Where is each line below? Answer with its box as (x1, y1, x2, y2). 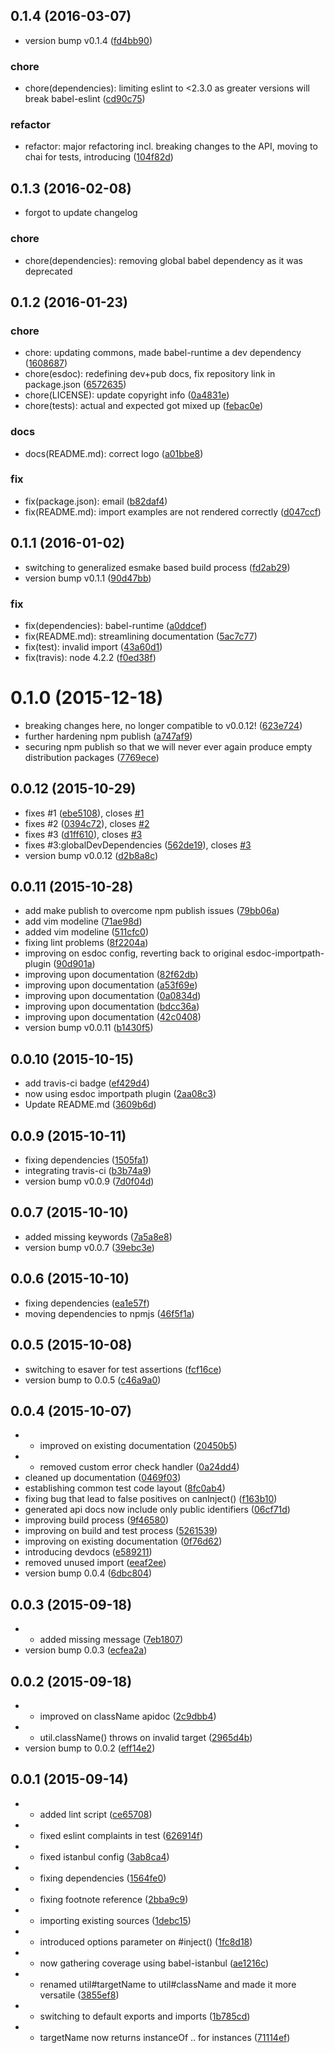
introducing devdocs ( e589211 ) (24, 1546, 153, 1558)
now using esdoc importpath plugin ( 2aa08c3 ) (24, 1088, 217, 1100)
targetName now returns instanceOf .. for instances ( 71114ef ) (39, 2031, 291, 2043)
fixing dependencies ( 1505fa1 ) (24, 1154, 150, 1166)
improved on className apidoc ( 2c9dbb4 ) (39, 1710, 217, 1722)
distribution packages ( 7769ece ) (24, 751, 160, 763)
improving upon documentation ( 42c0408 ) (24, 1011, 202, 1023)
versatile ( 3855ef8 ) (39, 1989, 120, 2001)
